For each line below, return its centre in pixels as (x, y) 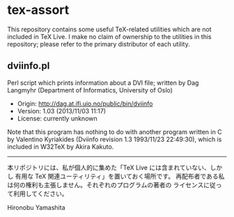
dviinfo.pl (29, 66)
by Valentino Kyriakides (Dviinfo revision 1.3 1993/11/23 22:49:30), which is (115, 139)
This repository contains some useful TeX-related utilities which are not (109, 29)
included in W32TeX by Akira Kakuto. (61, 146)
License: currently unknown (57, 118)
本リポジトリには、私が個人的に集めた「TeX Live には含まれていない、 (109, 167)
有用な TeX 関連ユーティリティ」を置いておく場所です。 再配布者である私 (120, 176)
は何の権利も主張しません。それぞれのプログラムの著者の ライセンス (106, 185)
